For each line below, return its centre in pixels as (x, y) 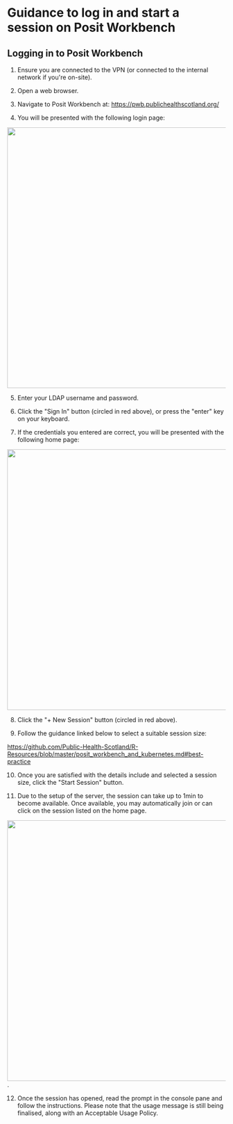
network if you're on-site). (54, 77)
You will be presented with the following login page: (91, 117)
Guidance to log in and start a (94, 13)
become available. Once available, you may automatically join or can (115, 803)
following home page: (48, 440)
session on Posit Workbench (91, 27)
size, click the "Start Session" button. (70, 782)
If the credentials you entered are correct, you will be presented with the (120, 432)
